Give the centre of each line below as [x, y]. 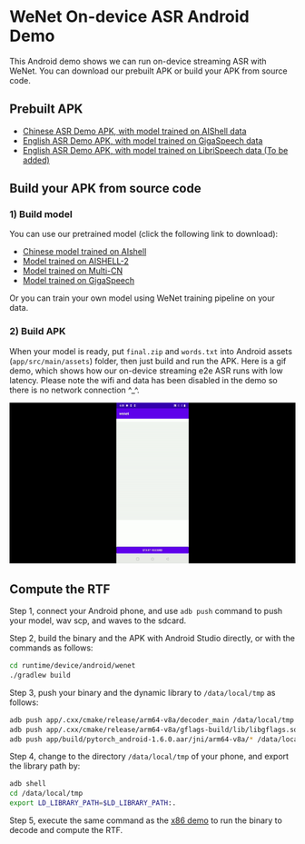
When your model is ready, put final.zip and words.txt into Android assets [151, 351]
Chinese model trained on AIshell [84, 252]
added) [36, 160]
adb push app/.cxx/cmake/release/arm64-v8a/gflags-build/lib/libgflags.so [154, 730]
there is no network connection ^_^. [74, 390]
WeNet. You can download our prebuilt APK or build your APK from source [148, 71]
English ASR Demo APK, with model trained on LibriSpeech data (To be [155, 150]
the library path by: [45, 766]
